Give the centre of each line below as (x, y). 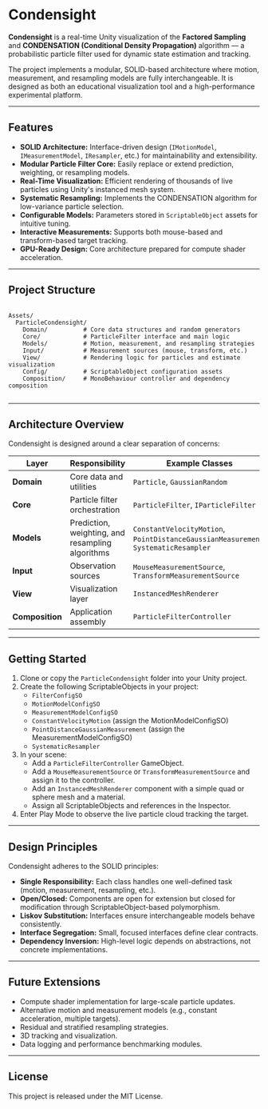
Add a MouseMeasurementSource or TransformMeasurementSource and (140, 772)
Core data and (97, 477)
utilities (83, 487)
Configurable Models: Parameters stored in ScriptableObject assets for (139, 214)
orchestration (95, 510)
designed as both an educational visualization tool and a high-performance (132, 86)
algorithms (90, 553)
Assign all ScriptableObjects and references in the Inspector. (131, 806)
